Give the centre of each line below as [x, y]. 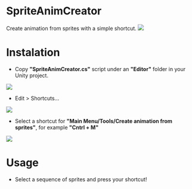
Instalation [33, 53]
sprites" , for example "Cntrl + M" [57, 127]
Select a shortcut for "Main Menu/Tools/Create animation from [94, 121]
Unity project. [32, 75]
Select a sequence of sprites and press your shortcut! [81, 179]
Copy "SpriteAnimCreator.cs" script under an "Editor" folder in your [100, 69]
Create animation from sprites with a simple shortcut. [72, 28]
